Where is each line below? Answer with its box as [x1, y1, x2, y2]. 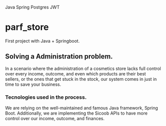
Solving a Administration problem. [5, 52, 113, 61]
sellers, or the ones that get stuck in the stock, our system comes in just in [5, 76, 157, 82]
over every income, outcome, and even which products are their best [5, 70, 146, 76]
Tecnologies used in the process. [5, 94, 87, 101]
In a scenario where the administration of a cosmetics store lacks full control [5, 65, 161, 71]
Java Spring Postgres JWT [5, 4, 60, 10]
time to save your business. [5, 81, 61, 87]
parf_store [5, 22, 49, 33]
